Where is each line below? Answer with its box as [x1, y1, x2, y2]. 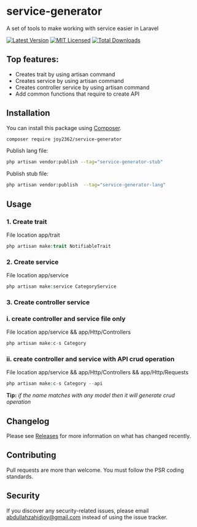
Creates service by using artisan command [15, 77, 124, 84]
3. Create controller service [6, 298, 90, 306]
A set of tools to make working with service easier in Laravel [6, 25, 159, 32]
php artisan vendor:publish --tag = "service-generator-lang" [6, 182, 166, 188]
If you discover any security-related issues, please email [6, 507, 149, 514]
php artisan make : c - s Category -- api [6, 380, 103, 387]
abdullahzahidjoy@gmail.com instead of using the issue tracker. [6, 514, 168, 521]
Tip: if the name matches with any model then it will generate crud [6, 391, 175, 399]
